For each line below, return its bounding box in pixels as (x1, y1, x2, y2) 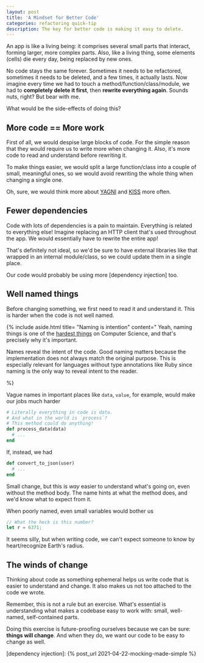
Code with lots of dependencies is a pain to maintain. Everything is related (6, 221, 193, 229)
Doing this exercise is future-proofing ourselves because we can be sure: (6, 625, 191, 633)
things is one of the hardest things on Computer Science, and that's (6, 330, 177, 337)
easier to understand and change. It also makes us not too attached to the (6, 582, 192, 590)
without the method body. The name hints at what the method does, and (6, 489, 188, 496)
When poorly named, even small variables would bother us (6, 507, 154, 515)
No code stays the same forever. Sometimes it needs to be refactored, (6, 68, 183, 75)
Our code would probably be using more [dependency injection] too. (6, 271, 178, 279)
